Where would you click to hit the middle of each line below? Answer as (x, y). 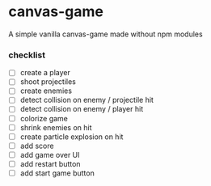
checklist (27, 55)
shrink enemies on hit (56, 127)
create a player (45, 73)
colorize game (44, 118)
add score (37, 146)
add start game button (57, 173)
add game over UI (50, 154)
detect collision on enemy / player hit (82, 109)
